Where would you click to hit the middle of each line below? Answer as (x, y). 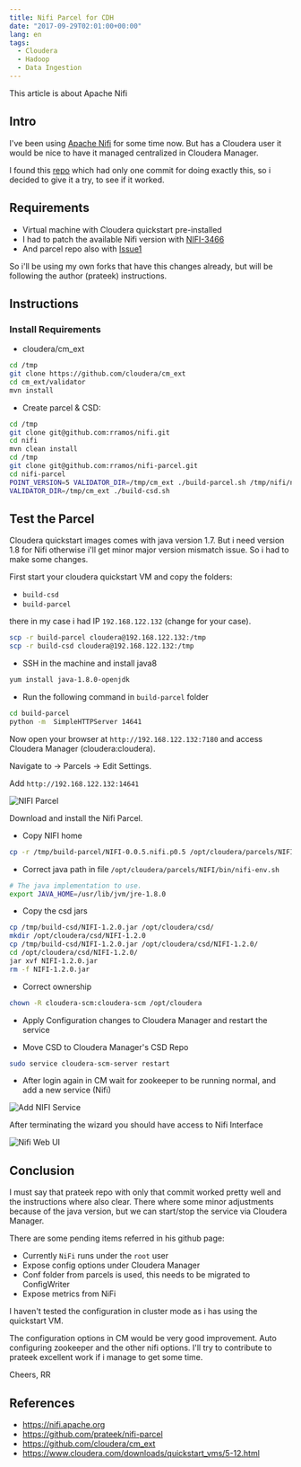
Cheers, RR (30, 1374)
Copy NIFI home (52, 835)
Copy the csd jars (55, 911)
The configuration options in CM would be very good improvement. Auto (143, 1339)
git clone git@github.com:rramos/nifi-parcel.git (104, 466)
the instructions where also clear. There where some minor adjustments (142, 1202)
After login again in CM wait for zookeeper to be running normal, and (149, 1081)
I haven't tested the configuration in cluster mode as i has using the (133, 1312)
